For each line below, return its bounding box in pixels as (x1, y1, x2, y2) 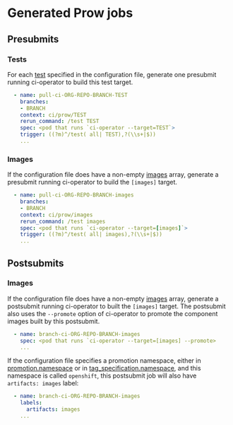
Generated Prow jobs (7, 5, 133, 21)
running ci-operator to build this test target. (7, 78, 133, 86)
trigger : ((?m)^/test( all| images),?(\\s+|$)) (20, 231, 162, 238)
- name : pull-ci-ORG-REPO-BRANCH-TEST (13, 91, 129, 98)
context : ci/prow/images (20, 211, 93, 219)
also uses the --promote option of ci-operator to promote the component (7, 309, 218, 318)
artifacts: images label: (7, 379, 79, 388)
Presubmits (7, 33, 59, 45)
